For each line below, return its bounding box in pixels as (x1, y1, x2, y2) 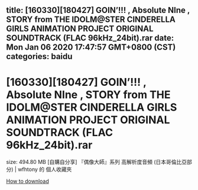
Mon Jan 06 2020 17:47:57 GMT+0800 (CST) (6, 42, 176, 53)
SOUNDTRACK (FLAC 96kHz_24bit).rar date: (6, 33, 174, 43)
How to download (6, 178, 49, 185)
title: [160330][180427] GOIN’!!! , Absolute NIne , (6, 5, 190, 15)
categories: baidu (6, 51, 73, 62)
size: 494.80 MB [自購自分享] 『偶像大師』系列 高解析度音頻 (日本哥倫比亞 (6, 159, 187, 166)
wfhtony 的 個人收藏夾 (17, 166, 72, 173)
